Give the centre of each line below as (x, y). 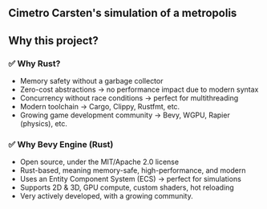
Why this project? (53, 41)
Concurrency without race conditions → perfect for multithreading (129, 98)
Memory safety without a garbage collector (91, 81)
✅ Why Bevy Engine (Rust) (61, 144)
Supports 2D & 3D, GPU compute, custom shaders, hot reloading (127, 187)
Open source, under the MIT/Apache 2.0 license (99, 162)
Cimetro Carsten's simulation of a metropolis (123, 13)
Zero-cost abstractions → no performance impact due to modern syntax (139, 90)
